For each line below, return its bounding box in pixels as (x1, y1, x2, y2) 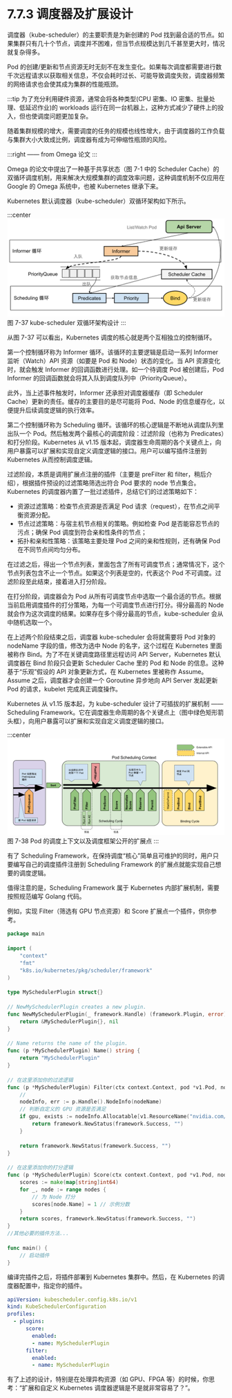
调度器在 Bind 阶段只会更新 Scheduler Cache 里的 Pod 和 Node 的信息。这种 (7, 659, 224, 667)
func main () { (7, 1244, 48, 1251)
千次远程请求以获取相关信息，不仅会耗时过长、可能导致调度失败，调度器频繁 (7, 71, 225, 80)
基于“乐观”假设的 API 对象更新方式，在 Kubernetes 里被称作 (7, 668, 177, 676)
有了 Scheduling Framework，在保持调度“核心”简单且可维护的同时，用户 (7, 851, 213, 860)
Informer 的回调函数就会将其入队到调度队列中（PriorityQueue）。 (7, 374, 191, 382)
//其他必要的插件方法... (7, 1230, 69, 1237)
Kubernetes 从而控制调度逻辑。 (7, 455, 97, 464)
